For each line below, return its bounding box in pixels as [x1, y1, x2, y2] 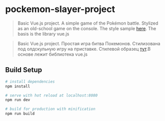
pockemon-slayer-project [5, 4, 115, 15]
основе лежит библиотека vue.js [17, 51, 88, 57]
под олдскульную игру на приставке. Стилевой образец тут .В [17, 46, 151, 52]
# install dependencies [5, 79, 55, 84]
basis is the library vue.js [17, 31, 69, 37]
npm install [5, 84, 30, 89]
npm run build [5, 111, 35, 116]
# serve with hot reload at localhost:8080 [5, 93, 98, 98]
